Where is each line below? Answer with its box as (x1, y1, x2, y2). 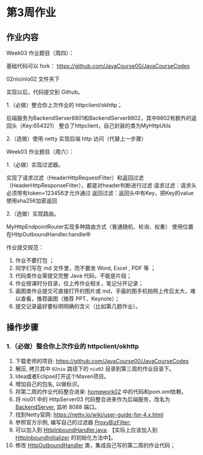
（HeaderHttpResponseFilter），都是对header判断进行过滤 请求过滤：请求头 (6, 182, 197, 189)
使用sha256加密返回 (6, 197, 58, 204)
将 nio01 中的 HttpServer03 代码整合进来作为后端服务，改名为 (15, 396, 171, 403)
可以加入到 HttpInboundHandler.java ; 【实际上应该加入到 (15, 426, 158, 434)
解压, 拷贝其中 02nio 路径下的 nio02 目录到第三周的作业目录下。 (15, 365, 175, 372)
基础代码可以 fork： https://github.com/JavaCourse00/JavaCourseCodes (6, 62, 190, 69)
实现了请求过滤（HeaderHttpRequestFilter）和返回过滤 (6, 174, 144, 181)
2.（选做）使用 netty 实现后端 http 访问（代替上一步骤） (6, 135, 148, 142)
